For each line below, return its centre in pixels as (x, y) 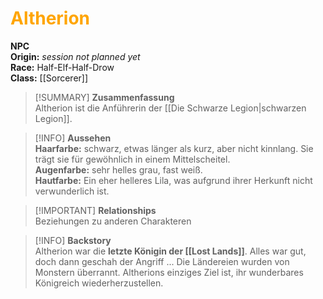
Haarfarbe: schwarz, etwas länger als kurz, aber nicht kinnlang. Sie (174, 148)
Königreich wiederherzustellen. (99, 283)
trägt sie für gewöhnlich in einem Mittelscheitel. (132, 159)
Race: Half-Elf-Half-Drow (62, 67)
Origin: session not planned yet (75, 56)
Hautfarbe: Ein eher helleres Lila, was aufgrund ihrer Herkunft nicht (173, 180)
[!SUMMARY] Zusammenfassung (104, 97)
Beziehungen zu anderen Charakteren (113, 221)
